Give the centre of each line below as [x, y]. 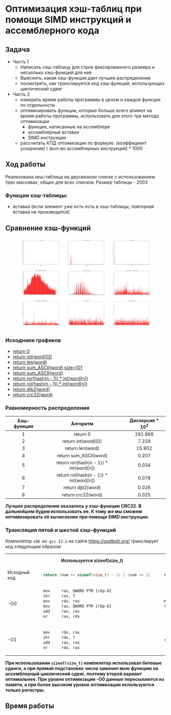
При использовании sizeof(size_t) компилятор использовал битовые [83, 663]
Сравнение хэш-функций [48, 228]
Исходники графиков [33, 340]
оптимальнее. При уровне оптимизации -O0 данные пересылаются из [85, 679]
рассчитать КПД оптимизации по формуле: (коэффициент [83, 143]
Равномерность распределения [48, 408]
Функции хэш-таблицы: [36, 195]
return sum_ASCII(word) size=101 [47, 367]
